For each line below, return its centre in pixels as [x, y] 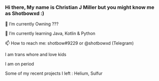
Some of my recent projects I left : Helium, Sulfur [54, 73]
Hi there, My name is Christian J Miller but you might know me [80, 7]
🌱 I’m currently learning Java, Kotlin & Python [50, 34]
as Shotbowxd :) [25, 13]
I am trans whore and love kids [36, 55]
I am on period [19, 64]
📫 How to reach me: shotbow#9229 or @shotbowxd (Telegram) [70, 43]
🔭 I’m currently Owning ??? [32, 24]
